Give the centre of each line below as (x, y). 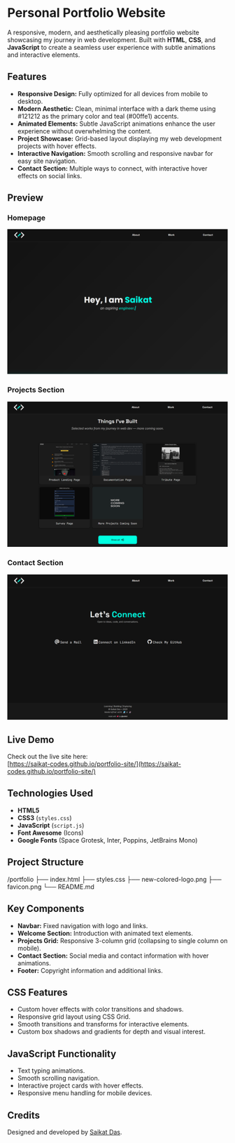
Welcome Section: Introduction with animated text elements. (105, 933)
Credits (24, 1115)
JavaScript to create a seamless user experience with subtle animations (111, 47)
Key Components (46, 909)
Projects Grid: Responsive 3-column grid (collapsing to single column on (122, 940)
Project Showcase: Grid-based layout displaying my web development (120, 138)
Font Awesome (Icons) (50, 833)
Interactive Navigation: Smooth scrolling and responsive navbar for (115, 153)
